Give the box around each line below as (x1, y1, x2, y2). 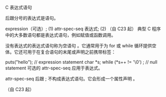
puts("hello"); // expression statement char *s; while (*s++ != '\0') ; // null (5, 59, 157, 65)
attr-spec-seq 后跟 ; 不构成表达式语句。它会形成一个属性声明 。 (5, 76, 138, 81)
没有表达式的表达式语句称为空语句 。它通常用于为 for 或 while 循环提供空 (5, 43, 156, 49)
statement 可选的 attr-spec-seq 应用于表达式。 (5, 65, 103, 71)
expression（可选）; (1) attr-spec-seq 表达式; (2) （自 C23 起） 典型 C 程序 (5, 26, 161, 32)
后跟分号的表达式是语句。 (5, 15, 59, 21)
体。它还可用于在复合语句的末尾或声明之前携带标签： (5, 49, 116, 55)
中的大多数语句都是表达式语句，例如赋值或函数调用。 (5, 32, 116, 38)
